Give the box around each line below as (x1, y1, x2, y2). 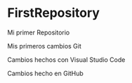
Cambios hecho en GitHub (7, 69, 84, 77)
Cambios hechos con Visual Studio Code (7, 55, 126, 64)
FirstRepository (7, 5, 100, 21)
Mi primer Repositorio (7, 28, 70, 37)
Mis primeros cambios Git (7, 41, 82, 50)
